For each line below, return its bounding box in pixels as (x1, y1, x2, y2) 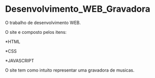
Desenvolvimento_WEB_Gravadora (5, 3, 151, 15)
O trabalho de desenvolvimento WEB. (5, 20, 81, 26)
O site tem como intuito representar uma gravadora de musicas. (5, 67, 134, 73)
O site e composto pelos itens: (5, 29, 67, 35)
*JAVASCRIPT (5, 57, 34, 63)
